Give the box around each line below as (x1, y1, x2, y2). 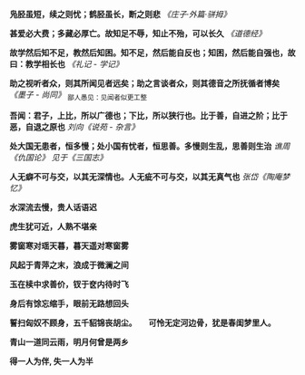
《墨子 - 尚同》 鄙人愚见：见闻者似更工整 (9, 90, 148, 102)
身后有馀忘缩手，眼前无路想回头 (9, 298, 129, 309)
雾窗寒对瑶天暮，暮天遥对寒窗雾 (9, 240, 129, 251)
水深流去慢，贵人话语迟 (9, 201, 97, 212)
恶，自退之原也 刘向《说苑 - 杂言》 (9, 121, 140, 132)
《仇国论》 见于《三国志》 (9, 151, 107, 162)
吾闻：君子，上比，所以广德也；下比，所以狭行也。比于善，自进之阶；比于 (9, 110, 288, 120)
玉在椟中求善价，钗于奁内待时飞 (9, 278, 129, 289)
